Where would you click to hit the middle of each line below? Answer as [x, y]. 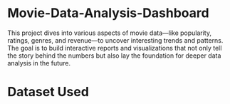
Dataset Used [48, 92]
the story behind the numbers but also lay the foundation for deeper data [114, 56]
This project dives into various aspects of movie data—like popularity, [110, 33]
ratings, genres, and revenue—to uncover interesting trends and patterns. [115, 40]
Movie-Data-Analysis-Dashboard [108, 13]
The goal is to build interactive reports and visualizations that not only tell [115, 48]
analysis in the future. [39, 63]
